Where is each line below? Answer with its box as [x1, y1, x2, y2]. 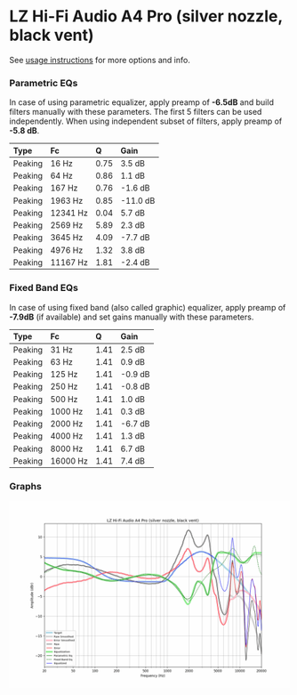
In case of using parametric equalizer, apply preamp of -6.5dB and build [9, 97, 274, 108]
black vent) [9, 25, 95, 45]
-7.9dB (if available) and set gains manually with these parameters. [9, 311, 254, 322]
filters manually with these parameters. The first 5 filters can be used [9, 107, 262, 117]
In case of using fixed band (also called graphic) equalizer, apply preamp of [9, 302, 286, 312]
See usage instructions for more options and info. [9, 54, 191, 65]
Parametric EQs [9, 77, 78, 89]
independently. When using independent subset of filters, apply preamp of [9, 116, 283, 126]
